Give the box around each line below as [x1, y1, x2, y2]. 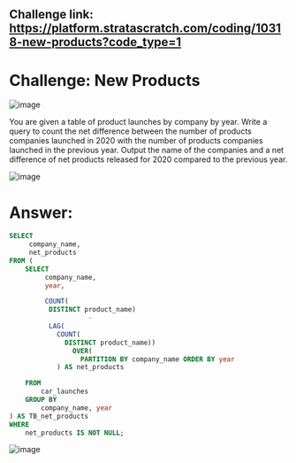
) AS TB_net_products [9, 412, 89, 421]
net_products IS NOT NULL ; [25, 428, 125, 437]
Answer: [9, 203, 73, 222]
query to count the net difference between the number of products [9, 126, 252, 136]
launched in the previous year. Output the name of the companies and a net [9, 145, 285, 156]
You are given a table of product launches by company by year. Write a [9, 117, 268, 127]
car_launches [41, 387, 89, 397]
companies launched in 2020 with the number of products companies [9, 135, 263, 146]
